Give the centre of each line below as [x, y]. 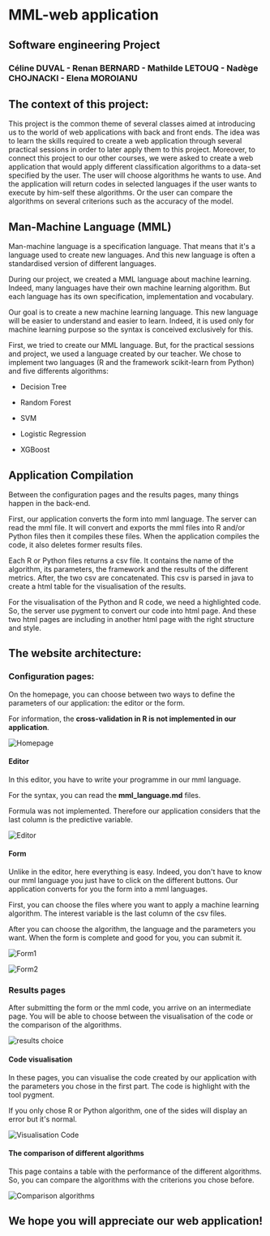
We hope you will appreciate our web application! [136, 1221]
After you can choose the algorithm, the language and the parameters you [132, 929]
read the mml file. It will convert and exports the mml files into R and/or [127, 527]
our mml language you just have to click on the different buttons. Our [123, 881]
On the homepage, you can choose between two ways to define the [122, 694]
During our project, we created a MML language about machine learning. [130, 279]
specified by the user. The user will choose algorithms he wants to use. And [135, 175]
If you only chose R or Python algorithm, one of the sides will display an [128, 1110]
